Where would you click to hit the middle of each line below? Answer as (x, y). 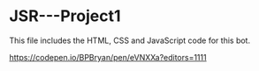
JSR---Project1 (65, 16)
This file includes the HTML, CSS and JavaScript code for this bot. (129, 40)
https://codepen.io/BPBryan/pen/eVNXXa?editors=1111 (108, 57)
